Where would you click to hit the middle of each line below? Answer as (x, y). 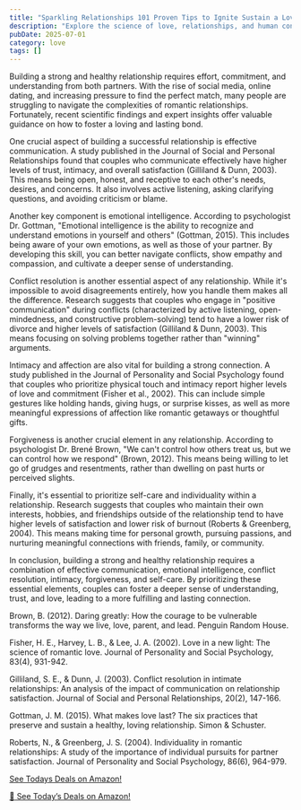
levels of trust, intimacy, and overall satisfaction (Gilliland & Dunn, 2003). (143, 170)
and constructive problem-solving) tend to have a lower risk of (174, 319)
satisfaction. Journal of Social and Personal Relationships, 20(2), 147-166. (145, 698)
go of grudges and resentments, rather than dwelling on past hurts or (137, 468)
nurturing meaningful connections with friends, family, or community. (137, 543)
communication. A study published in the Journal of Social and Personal (142, 151)
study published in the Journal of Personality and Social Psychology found (147, 375)
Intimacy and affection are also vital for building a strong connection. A (140, 365)
